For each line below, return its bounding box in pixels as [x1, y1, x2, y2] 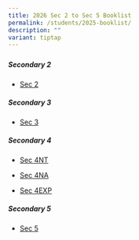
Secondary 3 [8, 98, 52, 107]
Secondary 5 [8, 204, 51, 213]
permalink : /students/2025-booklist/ [8, 19, 132, 27]
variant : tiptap [8, 33, 61, 42]
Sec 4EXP [19, 186, 53, 195]
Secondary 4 [8, 135, 52, 145]
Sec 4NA [19, 170, 49, 179]
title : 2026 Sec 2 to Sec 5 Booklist [8, 11, 132, 20]
